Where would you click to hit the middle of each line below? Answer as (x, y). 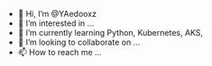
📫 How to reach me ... (60, 52)
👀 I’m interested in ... (56, 23)
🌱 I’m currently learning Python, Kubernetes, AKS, (111, 33)
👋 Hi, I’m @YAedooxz (57, 14)
